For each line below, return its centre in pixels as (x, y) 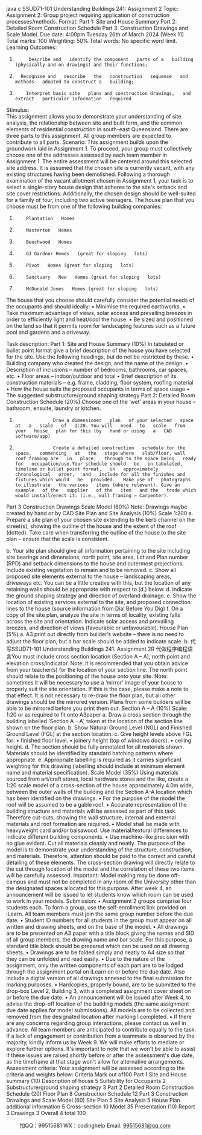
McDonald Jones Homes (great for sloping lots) (92, 289)
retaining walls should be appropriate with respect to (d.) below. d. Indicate (99, 589)
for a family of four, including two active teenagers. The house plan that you (100, 200)
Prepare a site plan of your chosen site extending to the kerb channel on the (101, 520)
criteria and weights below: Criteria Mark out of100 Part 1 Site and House (96, 1075)
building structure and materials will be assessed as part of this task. (91, 811)
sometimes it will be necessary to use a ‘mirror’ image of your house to (94, 682)
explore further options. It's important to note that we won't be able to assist (101, 1049)
